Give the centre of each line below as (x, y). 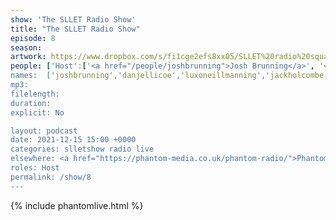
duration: (31, 103)
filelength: (35, 94)
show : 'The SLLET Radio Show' (73, 19)
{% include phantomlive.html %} (77, 205)
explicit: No (37, 112)
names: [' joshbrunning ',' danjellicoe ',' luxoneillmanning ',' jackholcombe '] (171, 76)
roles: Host (35, 168)
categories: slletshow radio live (82, 149)
